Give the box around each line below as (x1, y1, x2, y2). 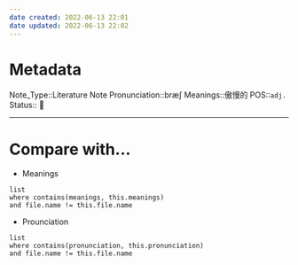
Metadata (9, 59, 82, 80)
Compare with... (9, 139, 131, 160)
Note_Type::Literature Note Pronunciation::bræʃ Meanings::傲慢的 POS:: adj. (9, 90, 286, 100)
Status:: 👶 (9, 99, 44, 111)
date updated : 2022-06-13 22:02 (9, 21, 129, 30)
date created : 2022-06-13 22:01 (9, 12, 129, 22)
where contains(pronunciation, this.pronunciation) (9, 241, 204, 251)
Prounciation (21, 216, 69, 227)
